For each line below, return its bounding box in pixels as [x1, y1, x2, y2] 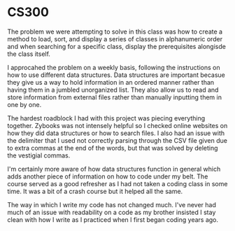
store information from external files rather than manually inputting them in [7, 92, 222, 101]
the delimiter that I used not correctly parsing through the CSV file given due [7, 136, 227, 144]
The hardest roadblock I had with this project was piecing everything [7, 113, 206, 122]
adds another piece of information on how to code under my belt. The [7, 172, 208, 181]
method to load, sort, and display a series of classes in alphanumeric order [7, 34, 222, 43]
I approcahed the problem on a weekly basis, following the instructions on [7, 63, 220, 71]
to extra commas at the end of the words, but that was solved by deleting [7, 143, 218, 152]
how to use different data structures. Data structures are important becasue [7, 71, 225, 79]
